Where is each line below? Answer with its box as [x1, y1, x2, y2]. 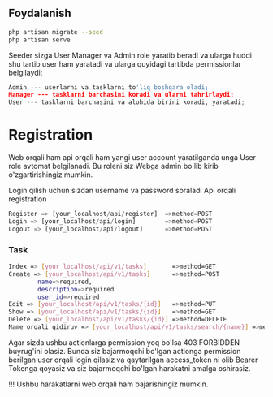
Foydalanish [8, 6, 71, 20]
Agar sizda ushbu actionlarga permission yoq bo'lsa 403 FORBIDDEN [8, 337, 240, 347]
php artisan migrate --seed [8, 28, 104, 36]
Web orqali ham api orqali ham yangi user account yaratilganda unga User [8, 153, 256, 162]
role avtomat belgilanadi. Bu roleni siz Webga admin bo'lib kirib [8, 162, 219, 171]
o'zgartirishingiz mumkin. [8, 170, 93, 179]
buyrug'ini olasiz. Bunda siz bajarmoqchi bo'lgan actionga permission [8, 346, 241, 356]
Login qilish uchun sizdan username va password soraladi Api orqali [8, 186, 236, 196]
